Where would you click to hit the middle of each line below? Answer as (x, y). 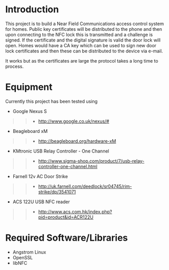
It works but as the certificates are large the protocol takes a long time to (82, 61)
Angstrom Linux (29, 252)
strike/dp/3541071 (57, 191)
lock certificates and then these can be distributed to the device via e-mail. (84, 51)
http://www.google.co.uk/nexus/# (74, 121)
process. (15, 66)
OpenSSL (23, 257)
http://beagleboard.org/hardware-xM (77, 141)
